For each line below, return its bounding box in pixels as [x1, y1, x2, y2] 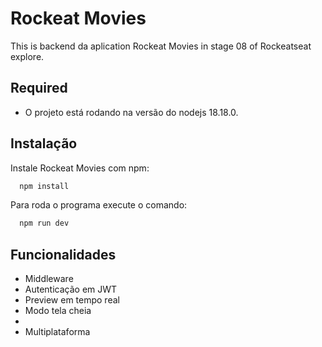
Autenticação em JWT [24, 283, 118, 296]
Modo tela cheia [24, 305, 92, 317]
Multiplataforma [24, 326, 91, 338]
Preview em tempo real [24, 294, 120, 306]
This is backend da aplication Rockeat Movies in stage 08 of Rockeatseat [10, 40, 312, 52]
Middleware [24, 273, 74, 285]
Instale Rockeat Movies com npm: [10, 162, 150, 174]
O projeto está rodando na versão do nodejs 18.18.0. [24, 106, 239, 118]
